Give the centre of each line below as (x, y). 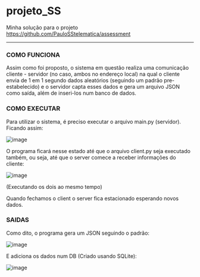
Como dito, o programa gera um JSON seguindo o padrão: (78, 233)
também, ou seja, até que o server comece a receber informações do (91, 157)
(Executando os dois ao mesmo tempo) (54, 186)
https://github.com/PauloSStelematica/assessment (68, 33)
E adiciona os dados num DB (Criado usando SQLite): (71, 256)
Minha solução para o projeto (42, 27)
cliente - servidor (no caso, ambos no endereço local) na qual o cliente (93, 74)
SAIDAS (18, 220)
